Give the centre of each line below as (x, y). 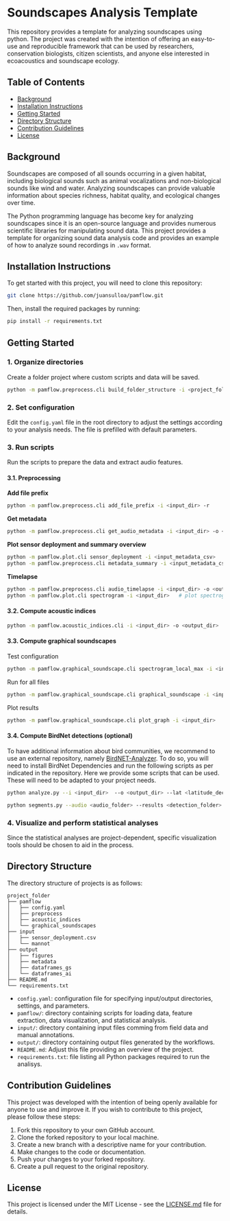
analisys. (29, 1064)
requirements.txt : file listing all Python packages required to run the (113, 1056)
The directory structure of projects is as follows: (75, 883)
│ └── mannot (29, 944)
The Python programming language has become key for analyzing (100, 216)
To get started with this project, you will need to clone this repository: (105, 283)
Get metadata (27, 519)
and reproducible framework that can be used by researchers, (106, 46)
